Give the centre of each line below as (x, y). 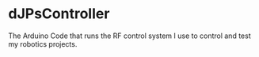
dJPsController (59, 14)
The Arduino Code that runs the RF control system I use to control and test (129, 36)
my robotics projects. (43, 44)
